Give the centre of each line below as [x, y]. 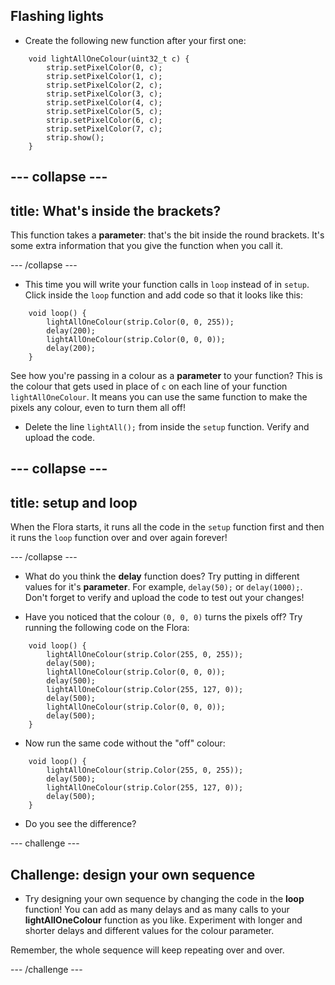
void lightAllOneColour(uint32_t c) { [109, 59]
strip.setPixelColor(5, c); [104, 111]
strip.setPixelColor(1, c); [104, 76]
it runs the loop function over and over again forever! [119, 538]
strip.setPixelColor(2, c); [104, 85]
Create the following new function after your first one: [135, 40]
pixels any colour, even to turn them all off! [98, 408]
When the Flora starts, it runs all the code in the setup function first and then [167, 527]
